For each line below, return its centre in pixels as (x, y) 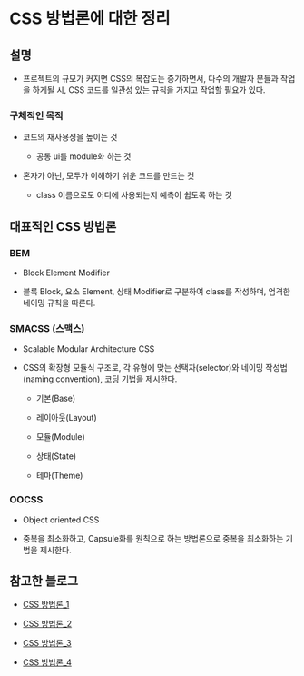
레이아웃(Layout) (66, 418)
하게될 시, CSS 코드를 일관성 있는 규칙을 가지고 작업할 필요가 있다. (149, 90)
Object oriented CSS (61, 520)
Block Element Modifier (66, 273)
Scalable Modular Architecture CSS (88, 349)
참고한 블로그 (44, 581)
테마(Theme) (59, 476)
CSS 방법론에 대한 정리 (90, 19)
